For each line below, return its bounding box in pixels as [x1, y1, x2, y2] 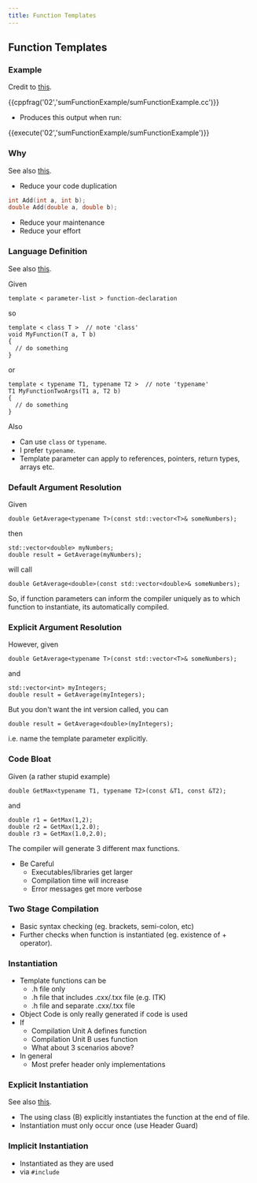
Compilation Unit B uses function [31, 1035, 138, 1044]
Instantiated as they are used [19, 1159, 114, 1168]
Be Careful [19, 859, 55, 868]
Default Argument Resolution [8, 482, 122, 493]
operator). [19, 938, 53, 947]
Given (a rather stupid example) [8, 771, 111, 781]
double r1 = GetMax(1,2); [8, 815, 93, 824]
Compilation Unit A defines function [31, 1026, 147, 1036]
